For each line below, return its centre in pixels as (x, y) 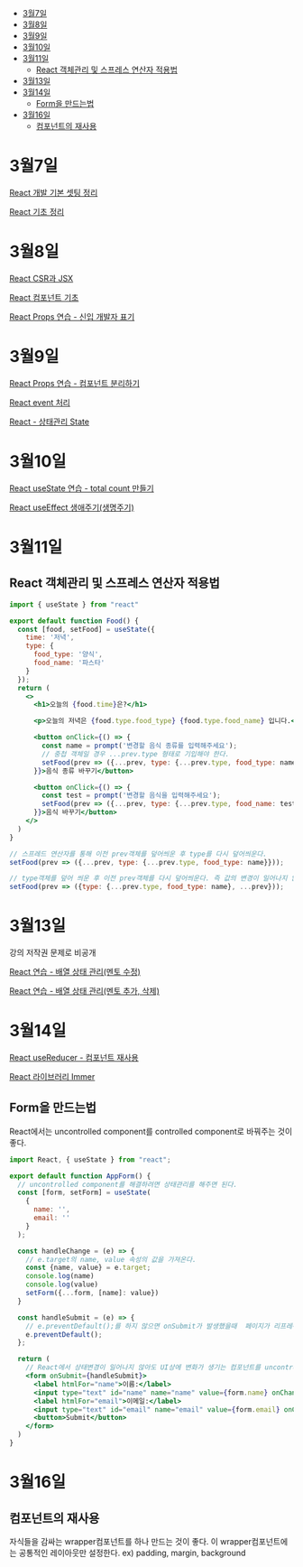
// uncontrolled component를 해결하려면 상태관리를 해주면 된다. (128, 1184)
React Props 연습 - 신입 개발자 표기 (72, 316)
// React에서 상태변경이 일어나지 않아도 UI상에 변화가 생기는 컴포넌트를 (143, 1368)
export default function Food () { (74, 621)
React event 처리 (40, 402)
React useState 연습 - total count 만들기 (82, 488)
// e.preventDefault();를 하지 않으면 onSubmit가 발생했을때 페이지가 (148, 1326)
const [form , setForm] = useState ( (84, 1193)
